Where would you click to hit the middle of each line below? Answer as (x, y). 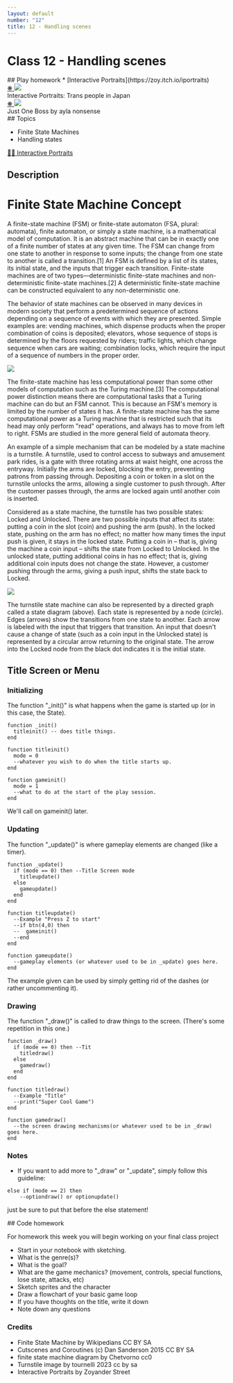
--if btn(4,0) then (42, 925)
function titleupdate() (42, 913)
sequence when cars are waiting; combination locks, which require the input (116, 348)
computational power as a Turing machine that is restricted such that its (110, 418)
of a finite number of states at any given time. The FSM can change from (111, 246)
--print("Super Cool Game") (54, 1102)
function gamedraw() (37, 1120)
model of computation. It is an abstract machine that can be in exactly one (113, 238)
